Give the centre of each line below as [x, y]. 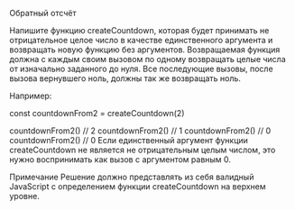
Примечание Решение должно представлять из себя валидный [132, 177]
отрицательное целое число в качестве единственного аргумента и [141, 40]
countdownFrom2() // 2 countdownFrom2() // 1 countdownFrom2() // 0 [140, 131]
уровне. [25, 196]
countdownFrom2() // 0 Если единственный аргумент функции [129, 140]
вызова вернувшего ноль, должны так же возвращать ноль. [125, 78]
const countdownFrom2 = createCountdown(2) [97, 113]
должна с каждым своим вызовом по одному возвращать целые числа [147, 59]
